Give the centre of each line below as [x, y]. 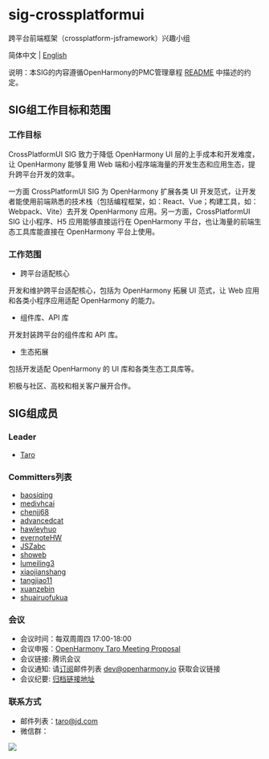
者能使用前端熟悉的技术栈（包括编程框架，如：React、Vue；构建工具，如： [133, 201]
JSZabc [33, 546]
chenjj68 [35, 511]
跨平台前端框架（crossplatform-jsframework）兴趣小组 [99, 38]
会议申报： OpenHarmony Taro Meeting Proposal [100, 649]
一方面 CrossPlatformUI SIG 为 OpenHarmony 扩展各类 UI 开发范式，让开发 [132, 191]
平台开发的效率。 [50, 174]
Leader [22, 437]
